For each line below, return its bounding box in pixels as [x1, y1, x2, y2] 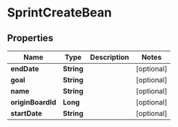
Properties [7, 32, 54, 44]
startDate [10, 108, 43, 118]
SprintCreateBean [7, 5, 112, 21]
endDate [10, 64, 39, 73]
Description [90, 53, 129, 62]
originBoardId [10, 97, 56, 107]
